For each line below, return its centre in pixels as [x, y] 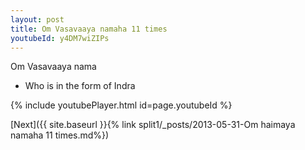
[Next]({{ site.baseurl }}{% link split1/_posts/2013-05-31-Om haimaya [153, 125]
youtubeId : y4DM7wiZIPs [60, 38]
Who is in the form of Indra [80, 86]
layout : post [37, 19]
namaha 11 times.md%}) [60, 135]
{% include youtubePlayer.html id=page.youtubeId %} [121, 105]
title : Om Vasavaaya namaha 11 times [89, 29]
